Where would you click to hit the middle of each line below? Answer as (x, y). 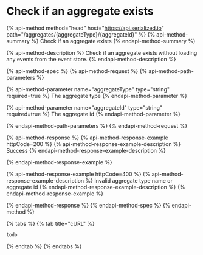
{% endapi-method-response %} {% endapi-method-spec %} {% (88, 205)
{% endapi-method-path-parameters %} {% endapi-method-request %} (97, 125)
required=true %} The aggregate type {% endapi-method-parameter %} (97, 96)
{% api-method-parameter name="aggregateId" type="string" (84, 107)
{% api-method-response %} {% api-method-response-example (87, 138)
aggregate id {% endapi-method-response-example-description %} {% (96, 187)
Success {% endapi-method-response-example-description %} (86, 150)
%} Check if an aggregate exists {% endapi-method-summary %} (113, 41)
